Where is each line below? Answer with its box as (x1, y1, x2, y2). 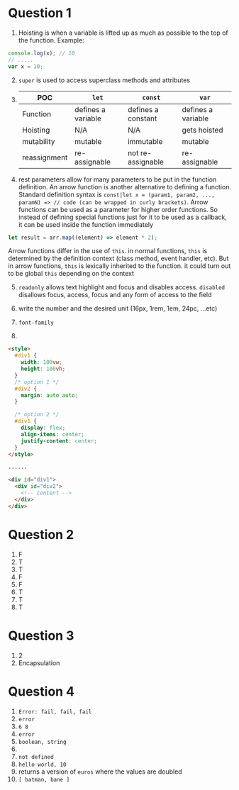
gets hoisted (182, 125, 223, 135)
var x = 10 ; (8, 62, 43, 70)
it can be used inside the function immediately (18, 220, 154, 228)
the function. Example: (18, 35, 84, 44)
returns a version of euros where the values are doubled (18, 767, 183, 776)
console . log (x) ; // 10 (8, 50, 75, 57)
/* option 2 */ (14, 411, 60, 418)
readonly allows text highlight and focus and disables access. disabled (18, 283, 226, 291)
